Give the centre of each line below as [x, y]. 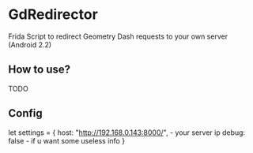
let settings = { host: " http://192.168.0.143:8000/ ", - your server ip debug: [127, 132]
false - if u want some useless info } [66, 140]
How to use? [40, 70]
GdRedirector [53, 15]
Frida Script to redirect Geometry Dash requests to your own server [118, 36]
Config [25, 113]
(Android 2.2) [30, 44]
